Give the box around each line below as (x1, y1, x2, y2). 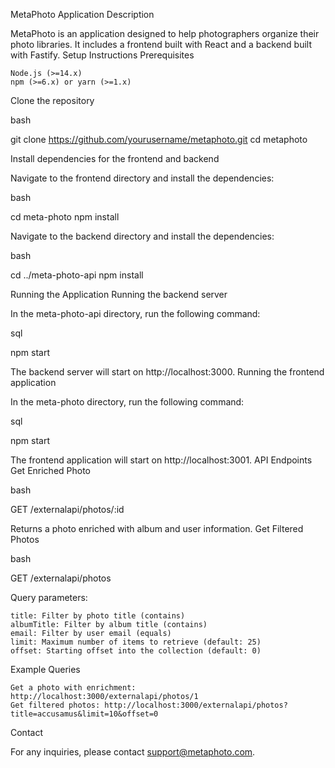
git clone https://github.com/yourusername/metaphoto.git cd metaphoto (10, 134, 308, 145)
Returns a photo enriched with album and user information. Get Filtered (10, 523, 304, 534)
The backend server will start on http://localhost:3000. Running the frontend (10, 366, 325, 378)
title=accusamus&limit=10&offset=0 (10, 709, 159, 719)
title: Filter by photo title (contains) (10, 611, 186, 621)
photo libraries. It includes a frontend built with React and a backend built (10, 39, 312, 50)
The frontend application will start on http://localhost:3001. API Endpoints (10, 454, 313, 466)
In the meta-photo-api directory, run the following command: (10, 308, 261, 319)
